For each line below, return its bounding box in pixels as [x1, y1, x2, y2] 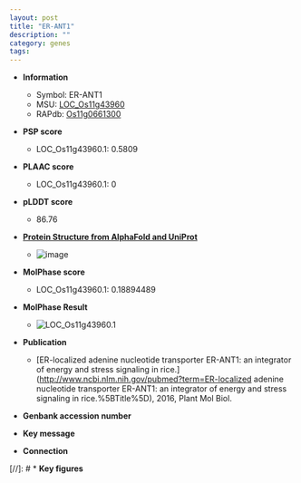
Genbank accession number [22, 411, 131, 421]
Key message [22, 428, 75, 440]
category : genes [9, 38, 71, 48]
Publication [22, 337, 67, 348]
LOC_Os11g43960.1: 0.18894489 [35, 285, 156, 295]
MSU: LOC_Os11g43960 [35, 99, 125, 110]
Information [22, 72, 69, 82]
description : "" [9, 30, 71, 39]
